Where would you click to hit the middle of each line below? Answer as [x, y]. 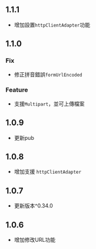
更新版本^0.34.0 [34, 206]
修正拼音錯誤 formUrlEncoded [48, 74]
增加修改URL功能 [35, 240]
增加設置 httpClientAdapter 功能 [52, 25]
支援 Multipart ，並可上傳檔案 [49, 104]
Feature [17, 90]
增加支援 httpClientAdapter [48, 172]
